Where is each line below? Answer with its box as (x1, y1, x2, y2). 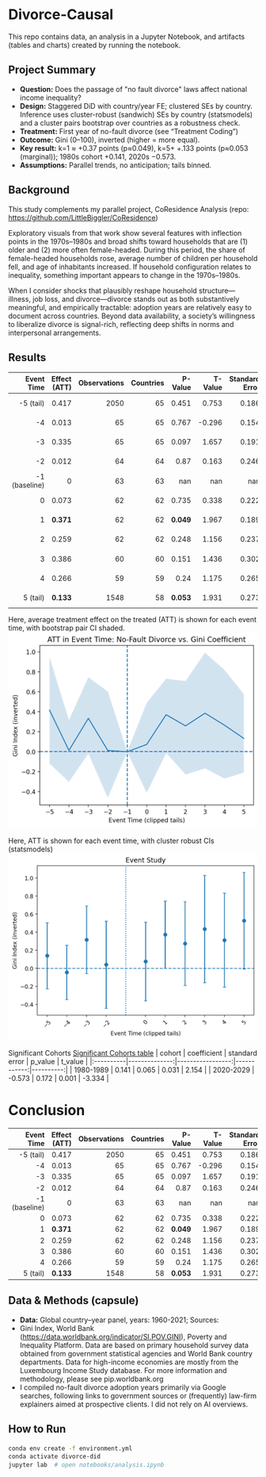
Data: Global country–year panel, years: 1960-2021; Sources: (19, 1315, 219, 1325)
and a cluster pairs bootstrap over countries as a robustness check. (19, 117, 241, 128)
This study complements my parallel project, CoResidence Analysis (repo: (8, 204, 249, 213)
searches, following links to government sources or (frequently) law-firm (19, 1390, 257, 1400)
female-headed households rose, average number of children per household (8, 253, 258, 263)
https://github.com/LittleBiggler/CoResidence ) (8, 213, 158, 222)
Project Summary (8, 63, 97, 77)
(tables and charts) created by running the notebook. (8, 40, 181, 49)
